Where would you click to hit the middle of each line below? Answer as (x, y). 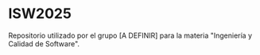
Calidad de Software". (44, 43)
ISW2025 (40, 14)
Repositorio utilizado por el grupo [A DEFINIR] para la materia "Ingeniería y (130, 35)
